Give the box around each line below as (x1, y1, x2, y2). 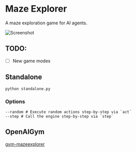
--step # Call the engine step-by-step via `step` (5, 113, 114, 119)
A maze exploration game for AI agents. (5, 20, 88, 26)
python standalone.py (5, 86, 51, 91)
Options (5, 98, 25, 105)
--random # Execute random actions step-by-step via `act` (5, 109, 132, 115)
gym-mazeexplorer (5, 141, 45, 147)
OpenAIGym (5, 128, 45, 136)
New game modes (12, 58, 51, 64)
